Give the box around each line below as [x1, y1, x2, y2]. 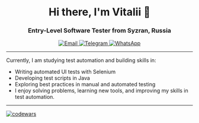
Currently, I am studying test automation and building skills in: [6, 57, 156, 64]
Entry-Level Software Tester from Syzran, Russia [27, 27, 172, 35]
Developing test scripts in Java [14, 75, 91, 82]
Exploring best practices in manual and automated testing [14, 81, 156, 88]
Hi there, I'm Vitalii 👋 [48, 5, 151, 19]
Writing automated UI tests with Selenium [14, 68, 116, 76]
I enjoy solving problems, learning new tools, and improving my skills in [14, 87, 188, 94]
